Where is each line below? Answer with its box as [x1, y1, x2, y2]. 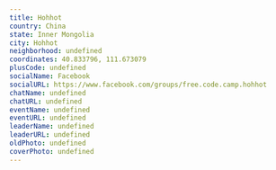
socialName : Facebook [9, 72, 91, 81]
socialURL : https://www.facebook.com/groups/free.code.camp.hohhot [9, 80, 268, 89]
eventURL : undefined [9, 113, 87, 122]
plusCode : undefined [9, 64, 87, 73]
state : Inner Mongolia [9, 30, 94, 39]
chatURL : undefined [9, 96, 83, 106]
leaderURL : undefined [9, 130, 91, 139]
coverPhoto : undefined [9, 147, 94, 156]
